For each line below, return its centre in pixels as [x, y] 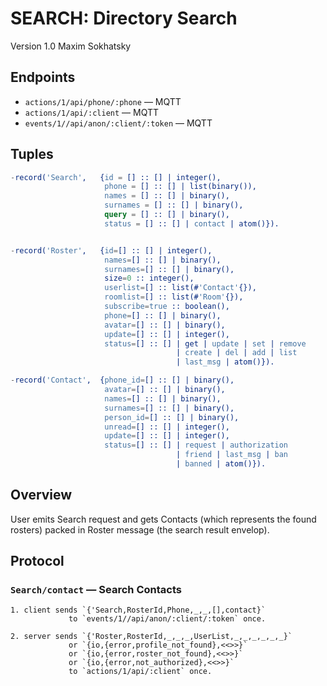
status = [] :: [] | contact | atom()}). [192, 223]
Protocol [37, 561]
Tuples [32, 154]
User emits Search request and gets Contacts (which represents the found [163, 519]
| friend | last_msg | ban [231, 455]
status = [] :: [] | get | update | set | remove [205, 343]
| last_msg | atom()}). [225, 362]
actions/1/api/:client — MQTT [92, 112]
